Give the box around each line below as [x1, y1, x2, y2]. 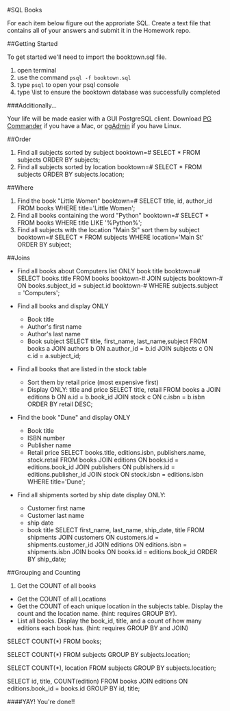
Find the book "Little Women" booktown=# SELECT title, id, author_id [16, 197, 213, 205]
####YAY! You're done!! [7, 698, 75, 706]
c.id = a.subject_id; [27, 352, 81, 360]
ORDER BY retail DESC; [27, 400, 93, 408]
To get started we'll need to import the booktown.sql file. [7, 53, 167, 61]
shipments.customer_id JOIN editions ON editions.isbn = [27, 540, 187, 549]
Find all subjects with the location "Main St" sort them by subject [16, 226, 200, 234]
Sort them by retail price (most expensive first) [27, 378, 159, 386]
